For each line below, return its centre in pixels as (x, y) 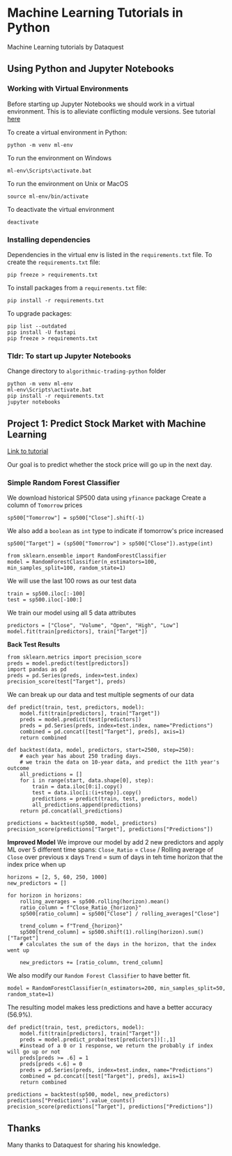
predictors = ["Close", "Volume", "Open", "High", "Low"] (93, 626)
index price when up (37, 865)
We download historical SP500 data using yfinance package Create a (107, 498)
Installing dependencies (49, 240)
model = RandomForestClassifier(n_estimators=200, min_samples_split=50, (117, 988)
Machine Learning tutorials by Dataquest (65, 47)
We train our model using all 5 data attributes (72, 613)
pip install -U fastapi (42, 332)
